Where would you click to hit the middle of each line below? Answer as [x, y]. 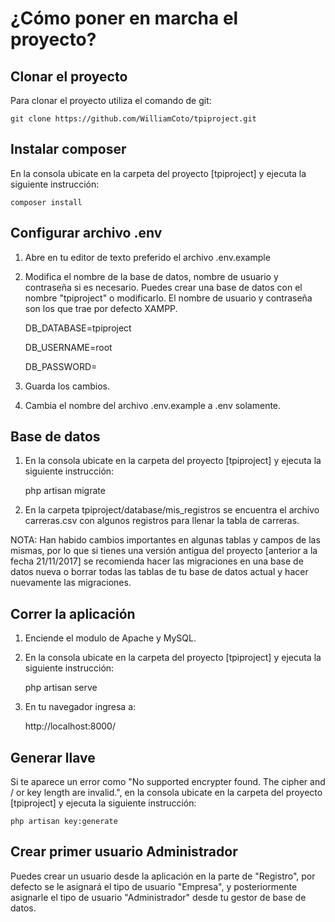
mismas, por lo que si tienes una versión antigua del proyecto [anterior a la [164, 551]
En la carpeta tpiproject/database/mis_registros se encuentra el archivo [172, 510]
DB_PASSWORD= [61, 366]
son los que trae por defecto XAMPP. [101, 308]
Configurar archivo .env [86, 233]
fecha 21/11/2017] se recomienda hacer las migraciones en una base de [157, 561]
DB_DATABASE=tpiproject [78, 328]
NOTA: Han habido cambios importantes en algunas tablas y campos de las [165, 540]
